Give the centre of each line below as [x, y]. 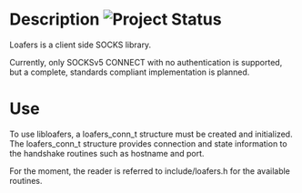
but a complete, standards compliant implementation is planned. [130, 72]
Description [55, 20]
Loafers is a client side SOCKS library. [81, 45]
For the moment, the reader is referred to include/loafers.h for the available [150, 171]
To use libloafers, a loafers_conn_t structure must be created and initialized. [151, 134]
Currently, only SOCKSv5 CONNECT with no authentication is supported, [146, 62]
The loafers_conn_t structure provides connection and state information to [149, 143]
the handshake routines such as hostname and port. [107, 153]
